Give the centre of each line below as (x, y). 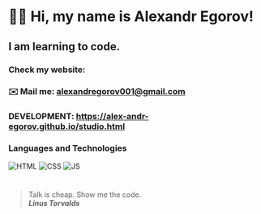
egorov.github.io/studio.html (67, 126)
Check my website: (47, 70)
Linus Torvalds (54, 203)
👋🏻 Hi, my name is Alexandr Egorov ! (131, 17)
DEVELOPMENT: (41, 117)
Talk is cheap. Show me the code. (85, 195)
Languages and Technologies (68, 148)
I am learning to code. (64, 47)
